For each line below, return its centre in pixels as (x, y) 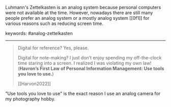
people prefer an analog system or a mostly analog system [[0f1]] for (77, 18)
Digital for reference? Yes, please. (53, 48)
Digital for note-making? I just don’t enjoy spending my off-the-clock (90, 58)
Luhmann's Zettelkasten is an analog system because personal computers (83, 7)
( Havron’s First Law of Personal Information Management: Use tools (91, 68)
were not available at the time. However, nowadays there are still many (79, 13)
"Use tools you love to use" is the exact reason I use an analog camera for (83, 94)
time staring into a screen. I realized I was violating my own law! (84, 63)
